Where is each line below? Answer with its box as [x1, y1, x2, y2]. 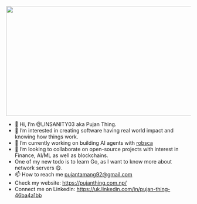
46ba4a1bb [14, 192, 42, 199]
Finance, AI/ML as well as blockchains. [14, 152, 108, 159]
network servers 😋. [14, 164, 63, 171]
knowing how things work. [14, 133, 79, 140]
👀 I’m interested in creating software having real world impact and [14, 127, 174, 134]
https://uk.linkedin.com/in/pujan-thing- [76, 186, 171, 192]
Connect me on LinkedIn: [14, 186, 76, 192]
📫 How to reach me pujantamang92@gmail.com [14, 171, 133, 178]
